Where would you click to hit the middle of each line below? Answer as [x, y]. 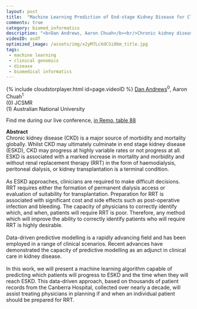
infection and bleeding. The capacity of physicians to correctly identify [91, 206]
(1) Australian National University [45, 108]
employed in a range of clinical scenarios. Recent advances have [84, 243]
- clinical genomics [34, 60]
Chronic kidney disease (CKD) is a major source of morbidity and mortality [96, 138]
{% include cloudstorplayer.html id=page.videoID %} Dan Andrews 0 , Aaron [97, 89]
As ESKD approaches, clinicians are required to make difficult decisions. [93, 181]
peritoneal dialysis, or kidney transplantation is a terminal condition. [88, 169]
